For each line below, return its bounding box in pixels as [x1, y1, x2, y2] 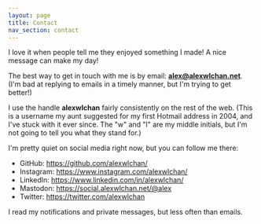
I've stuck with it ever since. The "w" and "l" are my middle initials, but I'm [8, 119, 248, 130]
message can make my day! [8, 56, 99, 65]
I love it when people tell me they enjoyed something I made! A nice [8, 48, 226, 57]
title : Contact [8, 19, 58, 27]
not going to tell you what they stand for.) [8, 128, 142, 138]
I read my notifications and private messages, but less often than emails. [8, 207, 243, 217]
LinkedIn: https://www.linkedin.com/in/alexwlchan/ [19, 175, 184, 185]
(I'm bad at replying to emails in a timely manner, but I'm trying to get [8, 79, 232, 89]
